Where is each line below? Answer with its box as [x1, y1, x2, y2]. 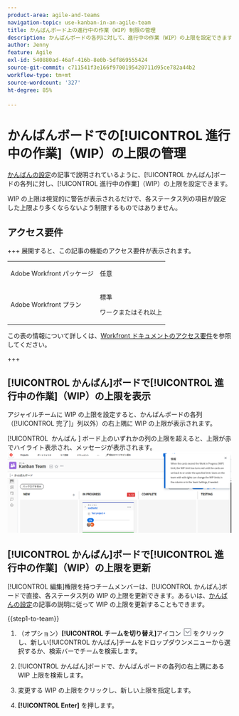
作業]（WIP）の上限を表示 [35, 390, 152, 402]
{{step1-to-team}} [7, 614, 60, 623]
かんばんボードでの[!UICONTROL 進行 [7, 128, 231, 144]
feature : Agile [7, 49, 53, 56]
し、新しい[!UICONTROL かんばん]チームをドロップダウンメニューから [17, 638, 225, 646]
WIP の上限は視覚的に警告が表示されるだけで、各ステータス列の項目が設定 [7, 194, 226, 203]
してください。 [7, 340, 51, 349]
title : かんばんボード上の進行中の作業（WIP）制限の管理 [7, 26, 156, 33]
